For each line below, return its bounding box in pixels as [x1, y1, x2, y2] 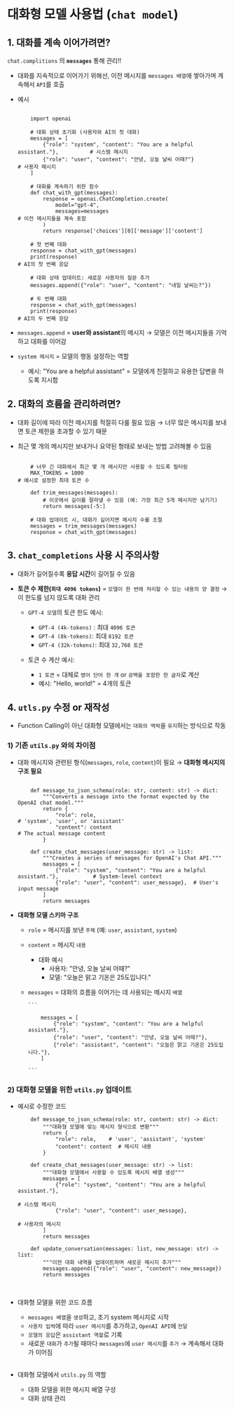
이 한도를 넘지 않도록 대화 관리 [17, 593, 100, 601]
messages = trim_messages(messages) [30, 522, 137, 530]
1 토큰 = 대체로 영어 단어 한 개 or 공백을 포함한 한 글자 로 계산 [38, 670, 200, 679]
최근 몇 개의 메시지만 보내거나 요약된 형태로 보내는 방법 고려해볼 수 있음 [17, 441, 212, 450]
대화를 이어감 [30, 338, 67, 345]
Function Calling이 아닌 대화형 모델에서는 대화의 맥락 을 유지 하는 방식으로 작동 [17, 721, 226, 730]
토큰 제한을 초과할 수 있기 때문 [25, 427, 107, 435]
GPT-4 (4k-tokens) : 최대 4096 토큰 [38, 622, 136, 632]
